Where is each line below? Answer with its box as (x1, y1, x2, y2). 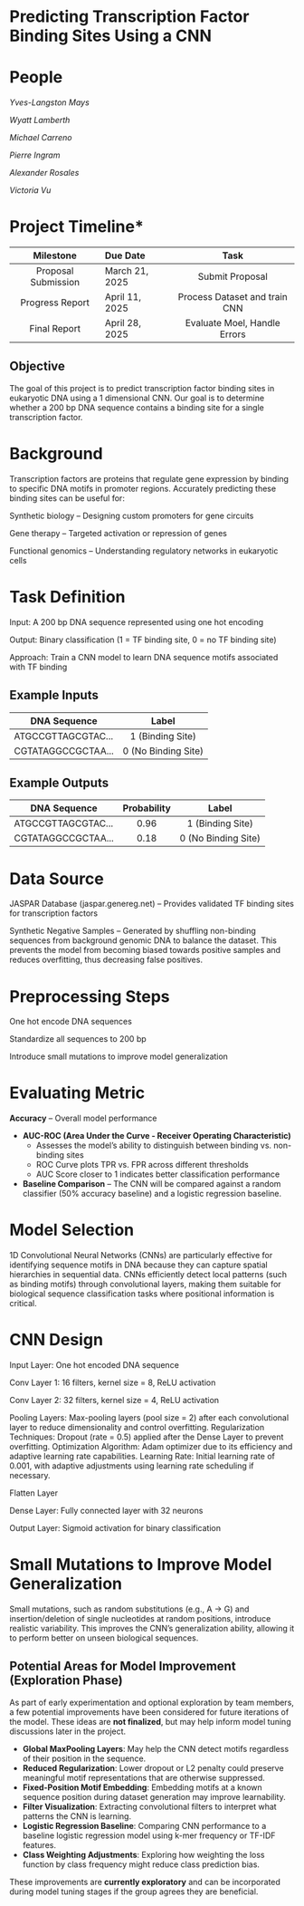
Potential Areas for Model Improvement (9, 1659, 237, 1674)
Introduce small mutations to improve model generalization (9, 1051, 229, 1062)
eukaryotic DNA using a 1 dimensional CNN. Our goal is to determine (9, 392, 265, 403)
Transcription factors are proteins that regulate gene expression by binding (9, 473, 290, 484)
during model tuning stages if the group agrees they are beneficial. (9, 1886, 259, 1897)
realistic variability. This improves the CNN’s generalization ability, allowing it (9, 1623, 295, 1633)
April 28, (104, 317, 142, 330)
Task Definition (9, 587, 126, 607)
